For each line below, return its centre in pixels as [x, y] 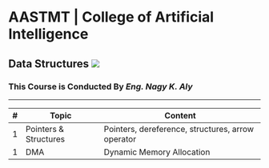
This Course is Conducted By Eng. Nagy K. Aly [101, 86]
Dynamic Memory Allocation [157, 152]
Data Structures [49, 64]
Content [180, 115]
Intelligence [48, 34]
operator [120, 138]
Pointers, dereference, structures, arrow [179, 129]
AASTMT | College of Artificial [111, 17]
